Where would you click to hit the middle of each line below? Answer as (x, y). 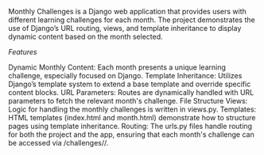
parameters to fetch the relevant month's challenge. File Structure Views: (128, 101)
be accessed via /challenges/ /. (58, 143)
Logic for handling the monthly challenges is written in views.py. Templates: (132, 109)
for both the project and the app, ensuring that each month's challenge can (131, 134)
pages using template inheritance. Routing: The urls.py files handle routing (130, 126)
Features (23, 52)
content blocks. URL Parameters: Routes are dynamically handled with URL (131, 93)
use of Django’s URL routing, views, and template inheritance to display (125, 28)
